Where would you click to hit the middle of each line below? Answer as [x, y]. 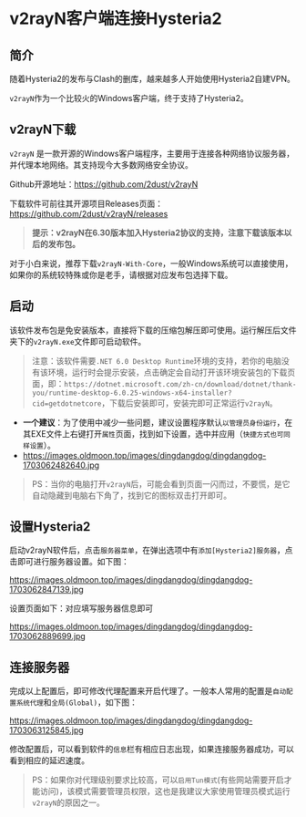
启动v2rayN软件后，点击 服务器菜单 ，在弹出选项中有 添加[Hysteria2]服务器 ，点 [151, 550]
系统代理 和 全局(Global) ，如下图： [77, 702]
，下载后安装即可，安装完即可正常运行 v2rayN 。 [189, 403]
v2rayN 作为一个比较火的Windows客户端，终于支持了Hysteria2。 [129, 98]
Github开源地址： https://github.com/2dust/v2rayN [104, 184]
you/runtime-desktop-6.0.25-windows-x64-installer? [132, 393]
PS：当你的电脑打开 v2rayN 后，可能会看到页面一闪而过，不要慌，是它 [161, 483]
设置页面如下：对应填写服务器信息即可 [81, 608]
